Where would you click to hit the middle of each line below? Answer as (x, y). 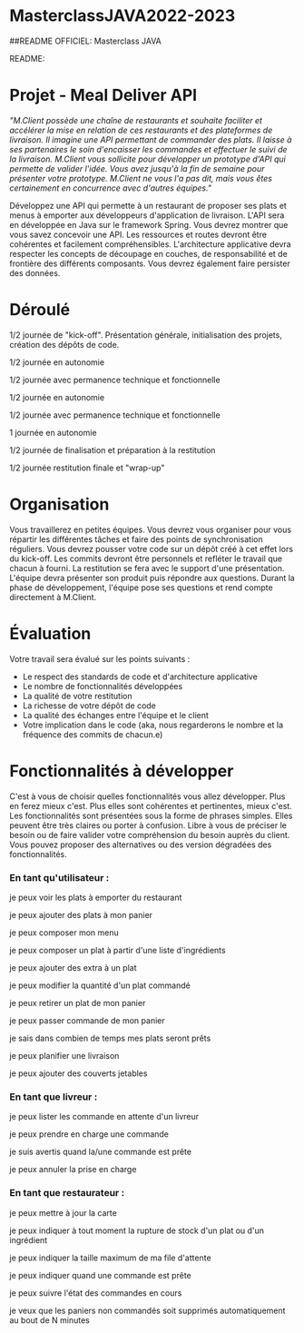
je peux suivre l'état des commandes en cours (96, 1293)
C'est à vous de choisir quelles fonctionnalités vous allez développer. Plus (147, 796)
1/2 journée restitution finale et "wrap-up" (87, 468)
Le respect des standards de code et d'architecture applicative (140, 676)
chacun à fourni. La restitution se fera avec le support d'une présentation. (147, 568)
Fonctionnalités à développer (122, 770)
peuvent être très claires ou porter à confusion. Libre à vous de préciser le (148, 825)
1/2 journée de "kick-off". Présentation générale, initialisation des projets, (146, 335)
